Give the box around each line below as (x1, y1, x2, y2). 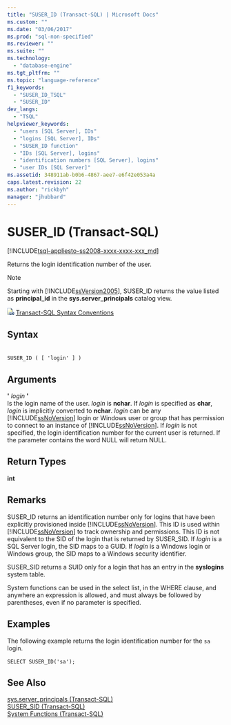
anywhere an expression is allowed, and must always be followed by (7, 591, 201, 599)
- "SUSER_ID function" (13, 142, 79, 149)
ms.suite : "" (7, 48, 45, 55)
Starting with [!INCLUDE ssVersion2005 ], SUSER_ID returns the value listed (7, 287, 219, 295)
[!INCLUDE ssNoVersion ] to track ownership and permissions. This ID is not (7, 527, 219, 536)
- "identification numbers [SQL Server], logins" (13, 157, 159, 164)
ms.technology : (7, 55, 51, 62)
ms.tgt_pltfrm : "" (7, 69, 60, 76)
